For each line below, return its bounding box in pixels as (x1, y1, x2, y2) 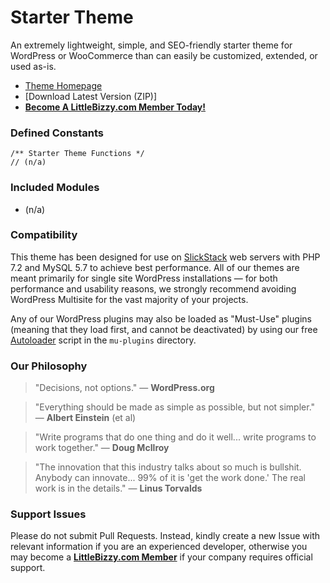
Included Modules (10, 181, 100, 195)
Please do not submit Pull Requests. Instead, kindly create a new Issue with (10, 530, 321, 542)
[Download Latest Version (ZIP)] (24, 90, 158, 102)
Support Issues (10, 507, 87, 521)
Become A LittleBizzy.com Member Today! (24, 101, 207, 113)
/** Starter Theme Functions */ (10, 149, 145, 159)
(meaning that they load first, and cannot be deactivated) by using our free (10, 323, 318, 335)
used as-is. (10, 60, 57, 72)
